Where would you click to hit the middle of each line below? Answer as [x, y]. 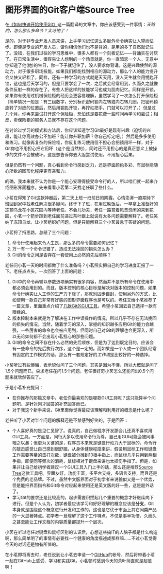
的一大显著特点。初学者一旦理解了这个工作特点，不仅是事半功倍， [78, 516]
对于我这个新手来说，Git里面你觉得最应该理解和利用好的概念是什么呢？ [83, 410]
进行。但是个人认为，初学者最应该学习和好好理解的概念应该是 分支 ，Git [83, 503]
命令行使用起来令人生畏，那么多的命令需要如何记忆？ [65, 242]
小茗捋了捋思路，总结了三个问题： [39, 232]
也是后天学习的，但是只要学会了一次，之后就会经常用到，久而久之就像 [88, 83]
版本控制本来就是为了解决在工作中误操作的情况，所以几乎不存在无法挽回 [84, 318]
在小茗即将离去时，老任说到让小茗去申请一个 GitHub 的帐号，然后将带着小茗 [80, 555]
